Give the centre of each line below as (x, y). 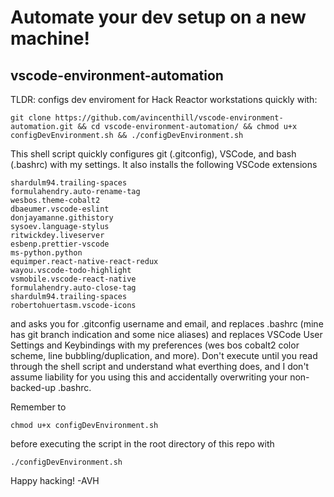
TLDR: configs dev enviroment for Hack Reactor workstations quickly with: (164, 99)
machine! (50, 38)
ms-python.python (46, 253)
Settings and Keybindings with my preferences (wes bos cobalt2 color (155, 345)
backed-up (33, 387)
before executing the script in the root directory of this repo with (142, 444)
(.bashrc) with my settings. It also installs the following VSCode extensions (164, 164)
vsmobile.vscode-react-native (73, 279)
